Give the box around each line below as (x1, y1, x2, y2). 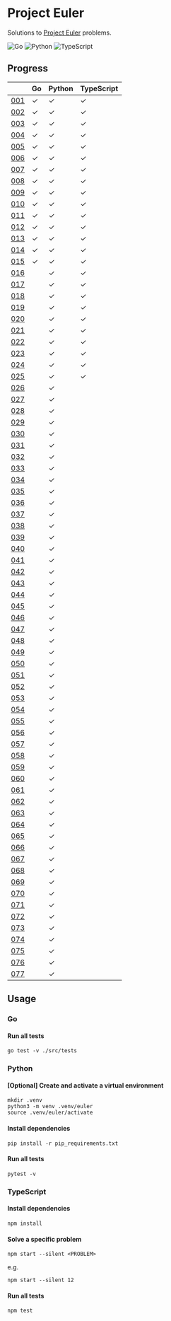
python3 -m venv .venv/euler (7, 1103, 93, 1110)
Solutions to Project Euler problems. (7, 28, 112, 37)
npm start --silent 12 (7, 1276, 74, 1284)
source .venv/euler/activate (7, 1109, 93, 1117)
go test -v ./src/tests (7, 1047, 78, 1054)
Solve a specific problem (7, 1235, 82, 1243)
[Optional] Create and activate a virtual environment (7, 1081, 164, 1090)
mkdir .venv (7, 1097, 42, 1104)
